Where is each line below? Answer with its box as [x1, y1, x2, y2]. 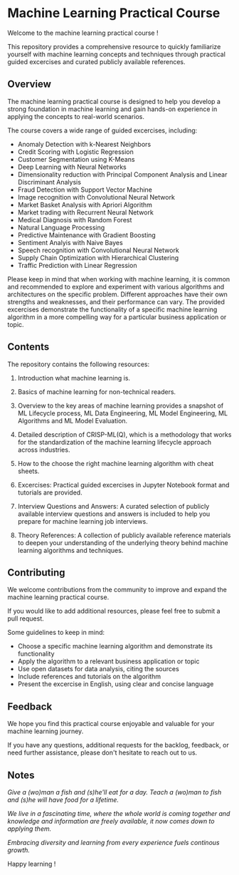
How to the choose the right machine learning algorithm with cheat [17, 459, 214, 467]
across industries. [17, 445, 70, 454]
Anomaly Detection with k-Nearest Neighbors [17, 140, 152, 148]
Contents [7, 341, 50, 353]
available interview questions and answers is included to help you [17, 509, 211, 518]
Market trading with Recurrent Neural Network [17, 208, 154, 217]
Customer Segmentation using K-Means [17, 155, 135, 163]
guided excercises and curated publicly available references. [7, 57, 186, 66]
